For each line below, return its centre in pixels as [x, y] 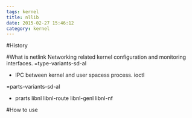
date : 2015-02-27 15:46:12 [40, 23]
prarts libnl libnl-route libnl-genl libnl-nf [64, 98]
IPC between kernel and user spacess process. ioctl [80, 75]
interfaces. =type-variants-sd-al [46, 63]
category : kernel [28, 28]
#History [17, 46]
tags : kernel [23, 12]
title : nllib [23, 17]
